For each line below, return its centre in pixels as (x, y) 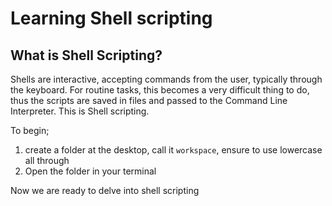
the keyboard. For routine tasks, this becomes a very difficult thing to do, (160, 90)
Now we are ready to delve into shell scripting (105, 190)
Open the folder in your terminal (90, 171)
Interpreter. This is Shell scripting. (80, 111)
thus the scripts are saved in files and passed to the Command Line (149, 100)
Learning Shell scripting (111, 18)
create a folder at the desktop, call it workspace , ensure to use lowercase (173, 150)
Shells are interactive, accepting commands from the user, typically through (166, 79)
